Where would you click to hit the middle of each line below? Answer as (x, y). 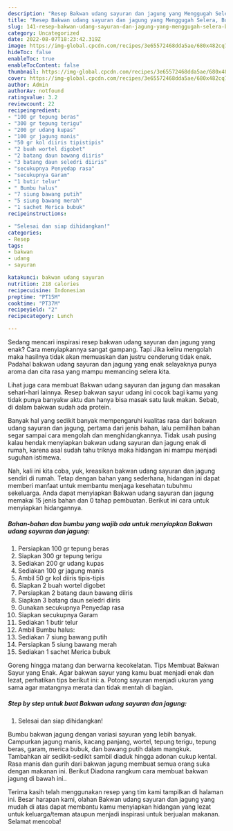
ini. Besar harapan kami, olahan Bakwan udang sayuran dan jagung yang (111, 799)
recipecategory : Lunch (40, 317)
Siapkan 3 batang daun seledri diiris (69, 600)
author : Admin (28, 85)
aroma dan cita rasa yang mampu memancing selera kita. (90, 371)
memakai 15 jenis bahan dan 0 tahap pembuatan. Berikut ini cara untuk (109, 500)
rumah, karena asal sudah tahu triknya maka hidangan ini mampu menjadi (112, 450)
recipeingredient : (34, 110)
